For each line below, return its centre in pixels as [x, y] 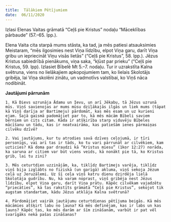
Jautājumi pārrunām [27, 93]
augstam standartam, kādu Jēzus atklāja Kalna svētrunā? [67, 192]
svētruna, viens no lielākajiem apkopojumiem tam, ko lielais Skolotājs [78, 72]
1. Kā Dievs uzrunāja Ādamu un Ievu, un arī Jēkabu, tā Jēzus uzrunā [81, 102]
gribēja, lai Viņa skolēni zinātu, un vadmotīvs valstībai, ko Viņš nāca [76, 77]
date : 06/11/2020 [25, 15]
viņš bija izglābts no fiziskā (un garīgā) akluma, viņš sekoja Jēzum [82, 170]
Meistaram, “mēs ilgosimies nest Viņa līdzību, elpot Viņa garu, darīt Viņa [81, 50]
